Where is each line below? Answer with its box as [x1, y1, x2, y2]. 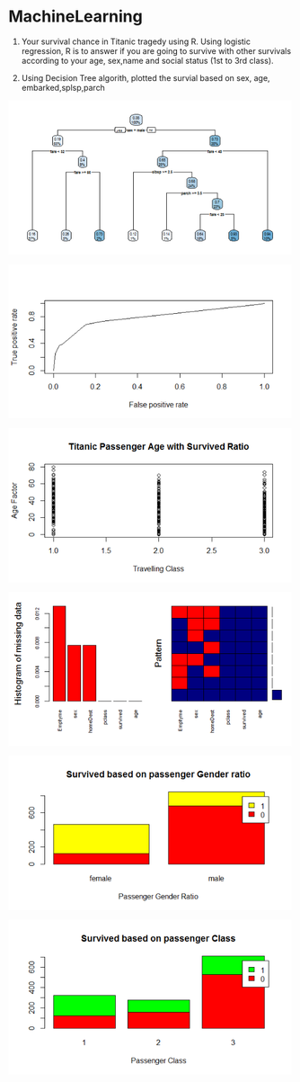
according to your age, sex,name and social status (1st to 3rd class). [21, 55, 275, 66]
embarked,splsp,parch [21, 82, 105, 93]
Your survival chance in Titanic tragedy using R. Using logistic [21, 36, 251, 47]
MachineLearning [8, 6, 143, 27]
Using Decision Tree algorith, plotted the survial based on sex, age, [21, 72, 270, 83]
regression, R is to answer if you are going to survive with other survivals [21, 45, 292, 56]
